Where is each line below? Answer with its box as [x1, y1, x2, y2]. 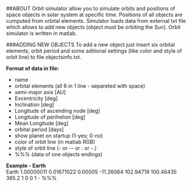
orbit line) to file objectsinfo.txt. [6, 54, 82, 60]
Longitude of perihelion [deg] [14, 113, 86, 120]
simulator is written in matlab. [6, 30, 77, 37]
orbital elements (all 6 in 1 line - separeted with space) [14, 82, 145, 89]
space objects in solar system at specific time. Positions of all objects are [6, 11, 183, 18]
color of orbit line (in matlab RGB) [14, 139, 95, 145]
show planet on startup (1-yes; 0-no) [14, 132, 104, 139]
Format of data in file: [6, 65, 60, 72]
